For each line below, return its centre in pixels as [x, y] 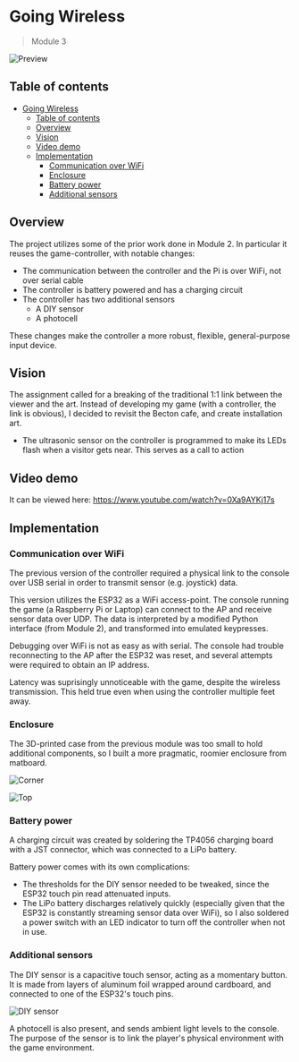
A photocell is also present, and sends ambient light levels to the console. [144, 1028]
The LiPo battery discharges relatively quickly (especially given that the [154, 904]
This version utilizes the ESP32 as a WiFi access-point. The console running [149, 600]
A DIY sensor [60, 308]
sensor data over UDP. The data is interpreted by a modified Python [134, 619]
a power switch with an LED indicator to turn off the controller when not [154, 922]
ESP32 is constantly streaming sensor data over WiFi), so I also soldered [156, 913]
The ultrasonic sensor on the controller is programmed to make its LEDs [154, 441]
